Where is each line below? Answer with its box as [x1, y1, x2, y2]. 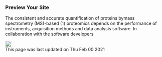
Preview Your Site [5, 4, 49, 11]
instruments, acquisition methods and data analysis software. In [5, 26, 137, 32]
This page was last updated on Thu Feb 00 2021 [5, 47, 105, 53]
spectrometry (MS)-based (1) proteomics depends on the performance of [5, 20, 157, 26]
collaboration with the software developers [5, 31, 94, 37]
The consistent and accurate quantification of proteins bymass [5, 15, 135, 21]
